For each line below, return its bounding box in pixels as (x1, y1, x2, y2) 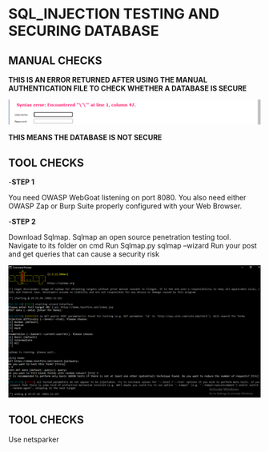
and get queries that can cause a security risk (8, 249, 160, 259)
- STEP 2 (8, 217, 36, 227)
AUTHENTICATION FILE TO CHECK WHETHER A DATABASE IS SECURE (8, 83, 247, 93)
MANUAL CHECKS (8, 54, 102, 67)
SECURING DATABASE (8, 22, 159, 40)
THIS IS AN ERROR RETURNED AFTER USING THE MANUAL (8, 75, 208, 84)
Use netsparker (8, 434, 60, 444)
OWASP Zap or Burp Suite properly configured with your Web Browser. (8, 201, 243, 211)
